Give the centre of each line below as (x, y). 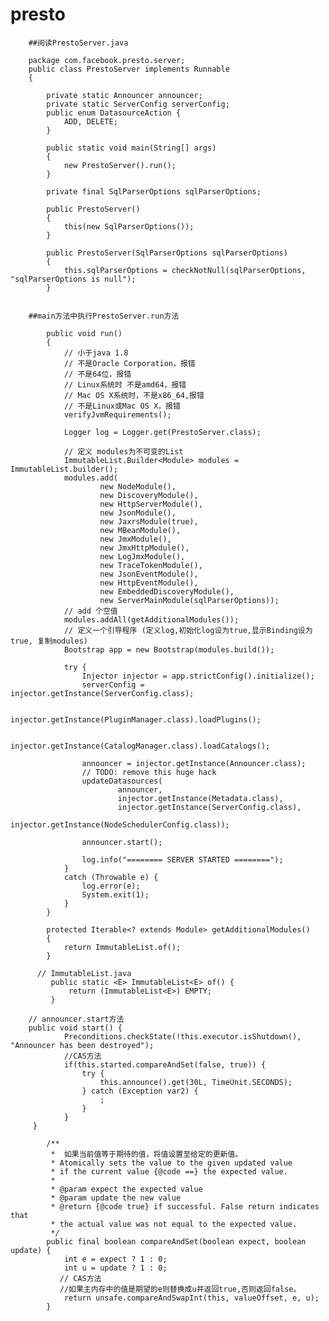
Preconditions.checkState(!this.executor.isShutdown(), (182, 1036)
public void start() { (75, 1028)
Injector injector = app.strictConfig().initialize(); (198, 676)
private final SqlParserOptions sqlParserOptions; (154, 191)
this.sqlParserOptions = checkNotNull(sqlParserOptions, (185, 270)
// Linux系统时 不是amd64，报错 (125, 384)
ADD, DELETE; (90, 121)
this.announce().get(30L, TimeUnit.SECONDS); (196, 1082)
